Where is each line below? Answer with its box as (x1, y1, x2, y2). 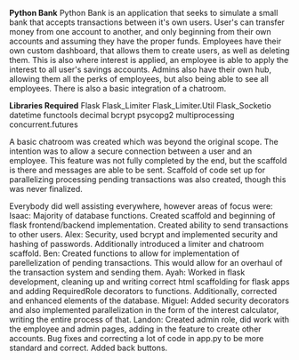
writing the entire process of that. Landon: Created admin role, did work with (9, 315, 290, 324)
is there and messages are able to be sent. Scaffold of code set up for (9, 164, 265, 175)
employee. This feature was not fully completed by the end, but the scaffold (9, 156, 287, 165)
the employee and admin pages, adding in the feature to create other (9, 324, 262, 334)
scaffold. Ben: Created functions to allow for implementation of (9, 248, 240, 259)
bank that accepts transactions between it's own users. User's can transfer (9, 17, 285, 28)
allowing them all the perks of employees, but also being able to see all (9, 74, 269, 84)
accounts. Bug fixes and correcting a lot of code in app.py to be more (9, 333, 264, 343)
